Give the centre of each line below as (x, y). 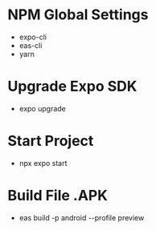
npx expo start (43, 163)
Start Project (51, 141)
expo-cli (33, 37)
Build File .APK (57, 196)
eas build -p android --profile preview (82, 217)
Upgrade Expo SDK (72, 87)
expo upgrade (42, 108)
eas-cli (31, 45)
